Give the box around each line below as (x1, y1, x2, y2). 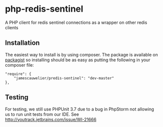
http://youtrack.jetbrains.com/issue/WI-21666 (5, 116, 96, 122)
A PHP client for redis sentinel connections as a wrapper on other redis (5, 19, 147, 25)
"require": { (5, 72, 32, 76)
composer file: (5, 62, 34, 68)
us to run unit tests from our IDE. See (5, 111, 79, 117)
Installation (5, 39, 40, 47)
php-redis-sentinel (5, 3, 84, 15)
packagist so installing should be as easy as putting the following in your (5, 57, 150, 63)
